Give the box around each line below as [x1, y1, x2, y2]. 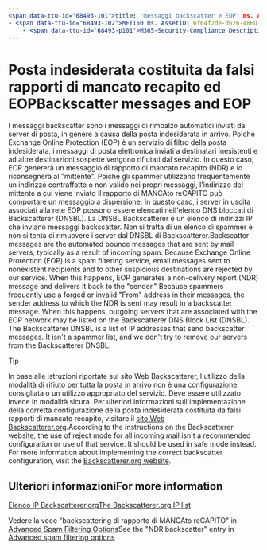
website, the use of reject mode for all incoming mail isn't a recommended [8, 431, 251, 440]
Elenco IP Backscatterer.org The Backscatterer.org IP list [8, 501, 192, 510]
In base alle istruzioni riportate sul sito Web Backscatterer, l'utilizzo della [8, 372, 245, 381]
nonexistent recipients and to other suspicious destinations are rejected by [8, 264, 253, 275]
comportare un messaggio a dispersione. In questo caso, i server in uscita [8, 197, 251, 207]
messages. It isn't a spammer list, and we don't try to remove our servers [8, 332, 248, 342]
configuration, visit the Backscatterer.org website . [8, 456, 172, 466]
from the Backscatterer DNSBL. [8, 341, 111, 350]
